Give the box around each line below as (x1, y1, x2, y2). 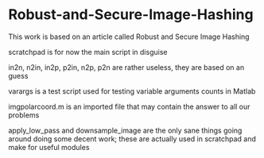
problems (8, 110, 40, 120)
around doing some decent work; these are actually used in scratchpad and (8, 133, 256, 144)
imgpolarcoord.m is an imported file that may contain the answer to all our (8, 102, 250, 111)
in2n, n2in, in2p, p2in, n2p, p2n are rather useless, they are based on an (8, 62, 245, 72)
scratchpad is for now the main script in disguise (8, 47, 168, 56)
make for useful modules (8, 142, 90, 152)
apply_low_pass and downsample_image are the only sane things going (8, 125, 243, 135)
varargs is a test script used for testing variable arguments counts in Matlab (8, 86, 256, 96)
